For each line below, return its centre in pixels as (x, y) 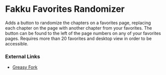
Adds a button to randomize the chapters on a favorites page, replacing (78, 23)
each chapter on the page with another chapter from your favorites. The (79, 28)
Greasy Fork (25, 67)
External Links (23, 56)
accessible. (17, 43)
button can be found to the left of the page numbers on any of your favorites (83, 33)
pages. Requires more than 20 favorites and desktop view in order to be (79, 38)
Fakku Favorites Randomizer (65, 9)
